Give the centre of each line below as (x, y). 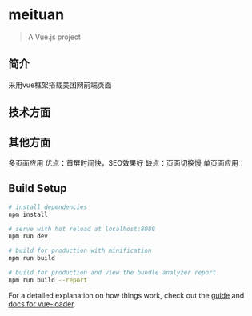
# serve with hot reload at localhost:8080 (82, 229)
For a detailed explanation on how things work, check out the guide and (126, 295)
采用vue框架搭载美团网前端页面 (60, 85)
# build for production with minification (80, 251)
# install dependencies (48, 207)
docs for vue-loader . (42, 304)
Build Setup (38, 188)
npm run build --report (48, 280)
